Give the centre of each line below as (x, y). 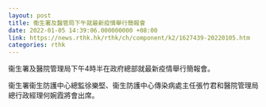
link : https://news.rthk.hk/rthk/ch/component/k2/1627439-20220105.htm (129, 38)
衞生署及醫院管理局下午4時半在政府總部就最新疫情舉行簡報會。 (112, 69)
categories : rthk (37, 45)
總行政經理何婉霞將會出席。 (54, 95)
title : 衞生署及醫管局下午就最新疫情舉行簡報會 (77, 23)
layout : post (30, 15)
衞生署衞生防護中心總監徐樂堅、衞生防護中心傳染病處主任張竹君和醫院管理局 (133, 86)
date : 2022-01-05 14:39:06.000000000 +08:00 (83, 30)
